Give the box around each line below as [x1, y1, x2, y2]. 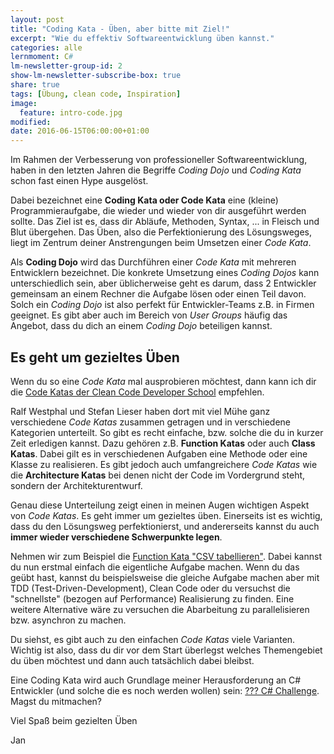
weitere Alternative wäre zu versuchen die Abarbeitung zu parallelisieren [10, 603, 310, 615]
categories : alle [10, 42, 83, 53]
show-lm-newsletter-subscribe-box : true [10, 71, 182, 81]
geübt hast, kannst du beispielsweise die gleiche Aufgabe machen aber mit [10, 571, 320, 583]
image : [10, 98, 38, 108]
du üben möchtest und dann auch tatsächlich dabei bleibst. [10, 654, 255, 666]
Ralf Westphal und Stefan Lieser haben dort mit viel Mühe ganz [10, 405, 271, 417]
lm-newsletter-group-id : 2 [10, 61, 123, 71]
